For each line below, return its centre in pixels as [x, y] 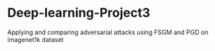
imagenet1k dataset [35, 39]
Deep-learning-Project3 [79, 13]
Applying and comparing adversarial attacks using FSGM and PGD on [108, 32]
